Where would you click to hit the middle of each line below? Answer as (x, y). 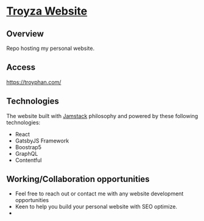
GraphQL (26, 153)
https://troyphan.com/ (34, 82)
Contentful (28, 160)
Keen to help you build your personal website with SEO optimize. (96, 207)
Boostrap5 (28, 147)
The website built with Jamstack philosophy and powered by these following (102, 116)
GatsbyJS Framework (42, 141)
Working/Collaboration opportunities (78, 179)
